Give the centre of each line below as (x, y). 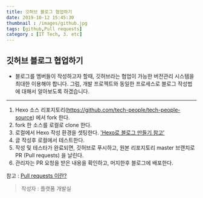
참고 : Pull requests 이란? (37, 176)
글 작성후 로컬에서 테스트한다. (50, 140)
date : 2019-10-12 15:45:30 (40, 18)
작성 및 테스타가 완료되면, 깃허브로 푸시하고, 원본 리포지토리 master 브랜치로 (105, 147)
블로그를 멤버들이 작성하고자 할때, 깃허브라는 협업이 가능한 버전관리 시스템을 (105, 76)
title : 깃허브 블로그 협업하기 (39, 12)
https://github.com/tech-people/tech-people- (124, 110)
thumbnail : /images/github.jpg (47, 23)
